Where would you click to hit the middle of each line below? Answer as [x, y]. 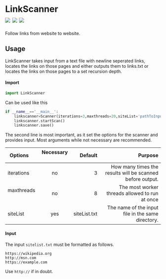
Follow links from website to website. [43, 33]
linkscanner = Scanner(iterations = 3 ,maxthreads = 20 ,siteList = [76, 116]
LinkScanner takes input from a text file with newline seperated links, [75, 61]
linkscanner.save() [34, 125]
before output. [142, 179]
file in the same [141, 214]
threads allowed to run [132, 193]
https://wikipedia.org [28, 253]
